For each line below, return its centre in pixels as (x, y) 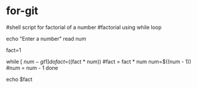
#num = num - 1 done (32, 68)
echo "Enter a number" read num (46, 38)
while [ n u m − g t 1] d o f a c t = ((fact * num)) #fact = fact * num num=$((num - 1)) (99, 61)
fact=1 (14, 50)
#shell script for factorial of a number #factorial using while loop (84, 27)
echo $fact (19, 79)
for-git (22, 11)
